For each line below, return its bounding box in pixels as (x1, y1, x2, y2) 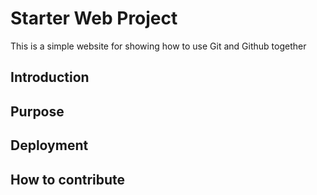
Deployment (10, 137, 89, 154)
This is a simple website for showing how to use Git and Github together (10, 40, 307, 52)
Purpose (10, 103, 65, 120)
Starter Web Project (10, 7, 178, 30)
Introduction (10, 69, 90, 86)
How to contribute (10, 171, 126, 188)
